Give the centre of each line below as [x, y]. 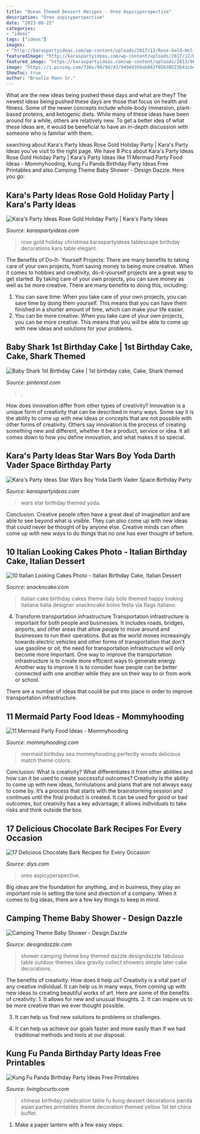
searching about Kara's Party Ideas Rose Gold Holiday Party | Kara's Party [97, 145]
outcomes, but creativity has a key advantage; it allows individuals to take [96, 804]
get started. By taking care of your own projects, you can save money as [95, 278]
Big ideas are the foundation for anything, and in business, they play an [93, 887]
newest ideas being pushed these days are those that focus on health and [97, 101]
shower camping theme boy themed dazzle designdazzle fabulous [102, 956]
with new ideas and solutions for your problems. [74, 328]
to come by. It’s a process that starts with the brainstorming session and [94, 791]
